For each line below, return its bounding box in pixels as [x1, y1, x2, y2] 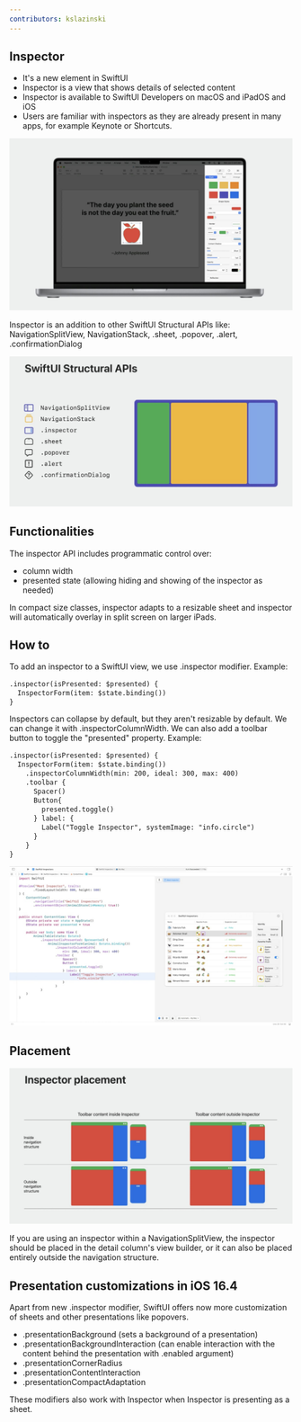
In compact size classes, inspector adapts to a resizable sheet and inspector [9, 602, 293, 613]
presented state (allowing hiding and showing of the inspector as [22, 575, 263, 586]
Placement [9, 1043, 71, 1059]
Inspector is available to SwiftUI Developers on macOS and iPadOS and [22, 92, 286, 103]
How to [9, 638, 50, 653]
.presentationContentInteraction [22, 1367, 141, 1378]
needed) [22, 585, 54, 595]
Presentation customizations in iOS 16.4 [9, 1278, 238, 1293]
